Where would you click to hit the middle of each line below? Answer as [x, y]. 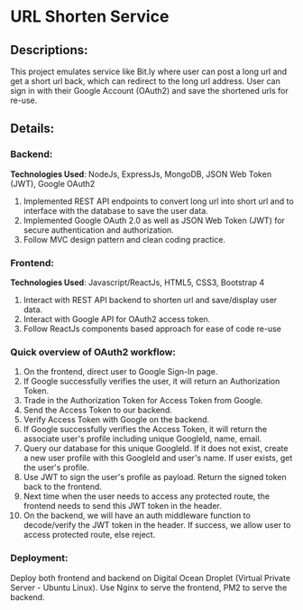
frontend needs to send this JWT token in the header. [122, 506]
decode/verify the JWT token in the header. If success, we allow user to [157, 525]
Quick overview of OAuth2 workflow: [93, 352]
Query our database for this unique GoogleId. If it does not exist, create [156, 448]
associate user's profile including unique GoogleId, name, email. [142, 439]
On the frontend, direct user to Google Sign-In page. [120, 372]
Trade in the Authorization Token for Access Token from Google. [143, 401]
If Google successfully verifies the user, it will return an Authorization [151, 382]
